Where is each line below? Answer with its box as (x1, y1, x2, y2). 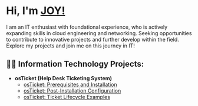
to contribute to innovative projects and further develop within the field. (6, 36, 180, 43)
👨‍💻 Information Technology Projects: (6, 59, 144, 69)
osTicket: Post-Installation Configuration (23, 87, 121, 94)
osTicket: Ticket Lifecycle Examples (23, 93, 111, 100)
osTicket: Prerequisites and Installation (23, 81, 118, 88)
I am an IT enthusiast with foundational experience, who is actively (6, 23, 168, 30)
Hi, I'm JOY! (6, 4, 65, 18)
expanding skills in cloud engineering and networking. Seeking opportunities (6, 29, 192, 36)
